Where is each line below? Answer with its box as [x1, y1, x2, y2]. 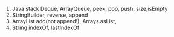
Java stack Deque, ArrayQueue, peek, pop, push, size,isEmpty [11, 5, 168, 12]
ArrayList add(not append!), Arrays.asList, [11, 18, 117, 24]
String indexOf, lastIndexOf [11, 24, 80, 31]
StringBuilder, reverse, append [11, 11, 88, 18]
